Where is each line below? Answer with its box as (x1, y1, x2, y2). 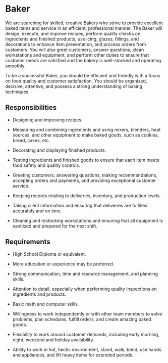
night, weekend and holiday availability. (12, 337, 94, 343)
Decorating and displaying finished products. (12, 147, 106, 153)
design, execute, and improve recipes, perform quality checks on (5, 30, 141, 36)
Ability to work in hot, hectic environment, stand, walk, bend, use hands (12, 346, 161, 352)
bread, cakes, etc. (12, 137, 50, 143)
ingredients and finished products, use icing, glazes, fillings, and (5, 36, 139, 42)
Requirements (5, 238, 50, 246)
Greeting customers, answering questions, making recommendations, (12, 172, 157, 178)
